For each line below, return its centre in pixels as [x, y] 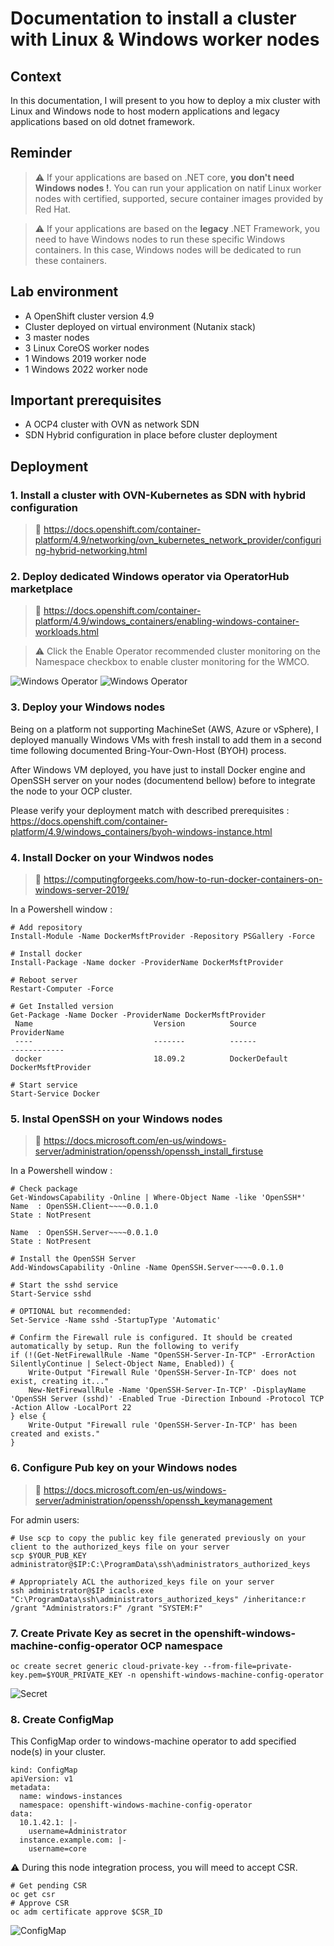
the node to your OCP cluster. [71, 791]
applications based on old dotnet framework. [103, 121]
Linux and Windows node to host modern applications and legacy [145, 111]
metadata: [31, 1788]
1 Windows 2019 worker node [85, 358]
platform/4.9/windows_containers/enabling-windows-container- [167, 621]
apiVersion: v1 [42, 1779]
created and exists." [55, 1434]
